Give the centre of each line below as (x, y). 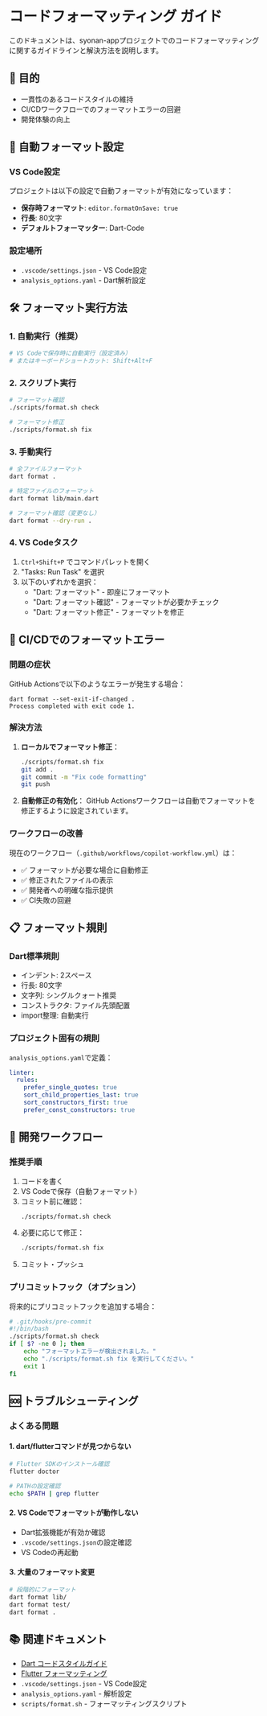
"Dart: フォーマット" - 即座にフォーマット (101, 591)
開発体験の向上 (45, 119)
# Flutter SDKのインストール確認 (59, 1464)
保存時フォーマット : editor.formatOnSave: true (99, 208)
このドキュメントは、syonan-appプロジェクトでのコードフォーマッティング (134, 40)
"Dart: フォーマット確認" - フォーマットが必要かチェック (126, 602)
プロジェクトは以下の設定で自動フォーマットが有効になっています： (121, 191)
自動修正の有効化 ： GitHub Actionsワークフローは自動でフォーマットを (138, 800)
